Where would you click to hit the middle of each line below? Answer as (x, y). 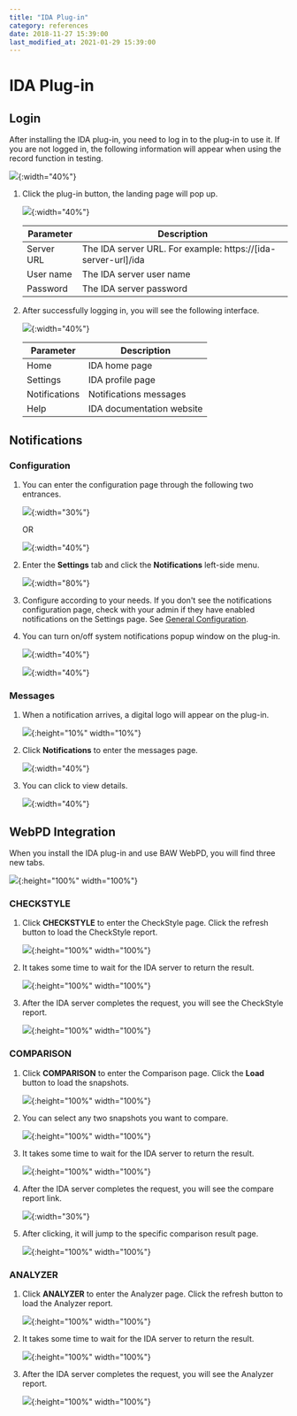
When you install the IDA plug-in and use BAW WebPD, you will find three (142, 853)
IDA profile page (122, 380)
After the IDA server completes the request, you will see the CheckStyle (152, 1003)
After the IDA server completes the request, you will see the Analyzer (148, 1374)
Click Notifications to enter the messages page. (110, 750)
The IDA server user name (137, 274)
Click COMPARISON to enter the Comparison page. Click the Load (143, 1073)
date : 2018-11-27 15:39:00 (59, 34)
